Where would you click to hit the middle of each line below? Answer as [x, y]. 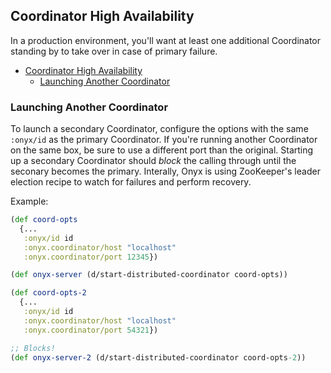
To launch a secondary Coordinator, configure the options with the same [159, 129]
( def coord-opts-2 [48, 293]
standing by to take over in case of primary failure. [114, 51]
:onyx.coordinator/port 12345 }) [91, 257]
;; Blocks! [33, 348]
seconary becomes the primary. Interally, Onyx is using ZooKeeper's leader [165, 171]
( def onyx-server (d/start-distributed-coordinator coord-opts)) [149, 275]
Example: [29, 201]
